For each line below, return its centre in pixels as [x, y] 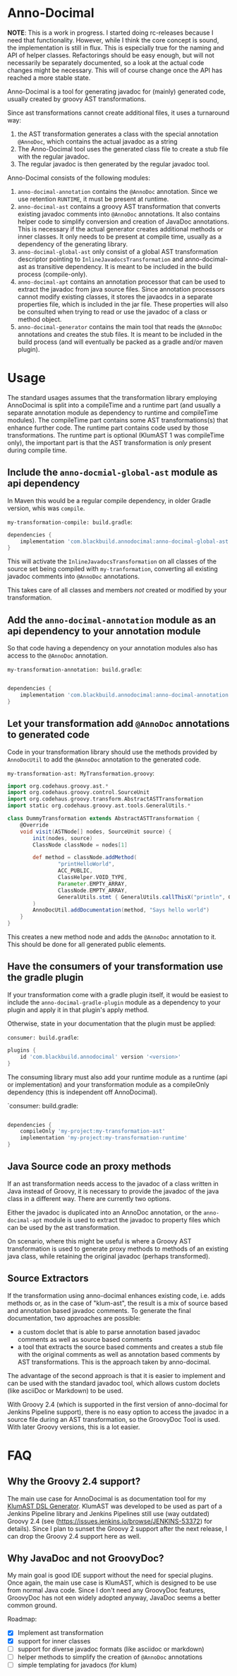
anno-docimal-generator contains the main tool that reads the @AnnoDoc [120, 326]
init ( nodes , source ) [63, 838]
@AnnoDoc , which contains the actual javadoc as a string [97, 141]
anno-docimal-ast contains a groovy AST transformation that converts [119, 206]
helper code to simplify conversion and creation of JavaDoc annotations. [123, 222]
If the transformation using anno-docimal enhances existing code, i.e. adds [116, 1295]
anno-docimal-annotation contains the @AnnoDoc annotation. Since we [117, 191]
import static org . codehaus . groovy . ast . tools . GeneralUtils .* [99, 806]
